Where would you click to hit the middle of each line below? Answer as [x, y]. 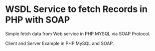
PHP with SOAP [38, 20]
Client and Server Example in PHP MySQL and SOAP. [60, 43]
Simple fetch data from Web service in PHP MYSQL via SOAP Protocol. [78, 33]
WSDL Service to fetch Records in [77, 9]
